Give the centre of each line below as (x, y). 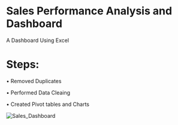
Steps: (23, 65)
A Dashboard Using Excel (38, 40)
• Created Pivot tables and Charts (48, 104)
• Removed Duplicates (34, 81)
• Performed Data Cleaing (38, 92)
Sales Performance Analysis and (89, 11)
